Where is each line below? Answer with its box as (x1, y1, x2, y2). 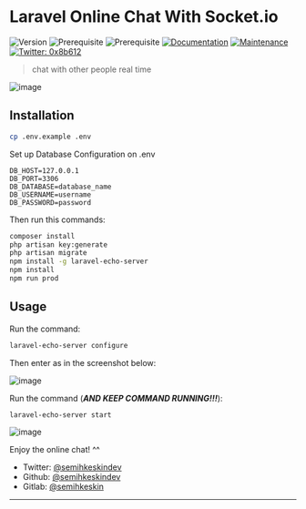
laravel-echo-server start (9, 410, 112, 420)
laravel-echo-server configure (9, 341, 128, 350)
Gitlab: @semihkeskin (22, 481, 105, 493)
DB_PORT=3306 (9, 174, 59, 183)
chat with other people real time (31, 64, 152, 75)
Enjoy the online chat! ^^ (9, 444, 100, 455)
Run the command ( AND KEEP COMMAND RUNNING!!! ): (9, 392, 223, 403)
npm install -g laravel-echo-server (9, 257, 148, 266)
